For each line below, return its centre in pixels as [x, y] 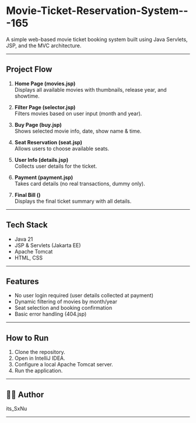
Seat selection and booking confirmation [63, 308]
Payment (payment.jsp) [44, 177]
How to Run [27, 338]
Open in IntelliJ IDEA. [40, 358]
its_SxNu [17, 408]
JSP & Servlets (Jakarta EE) [48, 245]
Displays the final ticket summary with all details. [73, 201]
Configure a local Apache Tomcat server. [64, 365]
